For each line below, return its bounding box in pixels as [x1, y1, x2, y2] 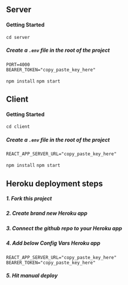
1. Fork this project [6, 195, 52, 202]
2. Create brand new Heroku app [6, 209, 87, 217]
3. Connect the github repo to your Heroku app [6, 224, 122, 232]
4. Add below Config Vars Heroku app [6, 240, 101, 247]
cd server [6, 34, 31, 40]
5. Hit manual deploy [6, 272, 58, 279]
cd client [6, 124, 31, 130]
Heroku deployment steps [6, 178, 103, 188]
